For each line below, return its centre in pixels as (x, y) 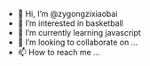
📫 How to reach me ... (59, 52)
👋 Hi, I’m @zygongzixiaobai (67, 14)
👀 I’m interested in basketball (71, 23)
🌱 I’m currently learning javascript (79, 33)
